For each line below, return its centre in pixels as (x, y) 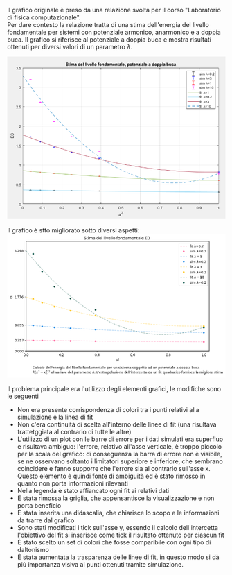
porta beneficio (39, 505)
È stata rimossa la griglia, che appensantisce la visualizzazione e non (116, 498)
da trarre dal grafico (46, 520)
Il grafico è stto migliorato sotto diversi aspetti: (73, 230)
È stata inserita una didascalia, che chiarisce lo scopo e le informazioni (118, 513)
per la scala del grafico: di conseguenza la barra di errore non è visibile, (120, 454)
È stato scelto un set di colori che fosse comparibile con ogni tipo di (114, 542)
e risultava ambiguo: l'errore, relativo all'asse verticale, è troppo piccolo (119, 446)
